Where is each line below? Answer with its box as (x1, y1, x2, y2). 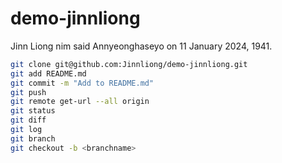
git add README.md (10, 68, 87, 79)
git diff (10, 115, 47, 126)
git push (10, 87, 47, 97)
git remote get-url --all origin (10, 97, 150, 107)
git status (10, 106, 56, 116)
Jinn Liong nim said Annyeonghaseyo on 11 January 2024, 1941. (10, 40, 273, 52)
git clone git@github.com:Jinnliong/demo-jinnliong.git (10, 59, 248, 69)
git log (10, 125, 43, 135)
